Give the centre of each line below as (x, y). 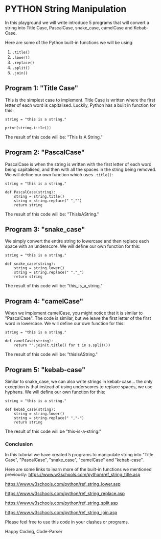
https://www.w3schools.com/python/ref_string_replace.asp (65, 493)
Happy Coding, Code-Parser (34, 532)
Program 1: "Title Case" (42, 88)
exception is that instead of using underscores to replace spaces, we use (79, 387)
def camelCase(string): (29, 341)
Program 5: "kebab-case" (45, 370)
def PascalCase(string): (30, 192)
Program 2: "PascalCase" (45, 152)
